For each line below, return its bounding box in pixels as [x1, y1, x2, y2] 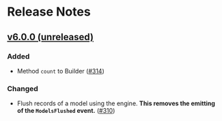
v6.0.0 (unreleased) [7, 31, 94, 43]
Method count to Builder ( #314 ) [16, 67, 105, 75]
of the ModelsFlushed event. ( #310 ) [16, 107, 115, 115]
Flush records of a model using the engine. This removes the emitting [16, 99, 215, 107]
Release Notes [7, 4, 91, 20]
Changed [7, 84, 39, 93]
